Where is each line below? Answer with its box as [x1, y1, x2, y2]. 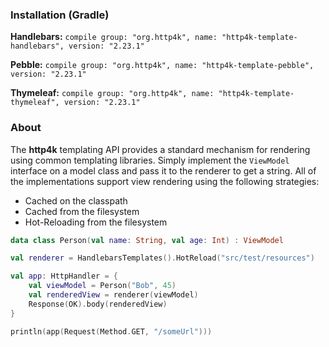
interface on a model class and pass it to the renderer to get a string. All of [10, 164, 317, 177]
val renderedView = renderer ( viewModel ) [28, 290, 199, 300]
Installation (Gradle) [10, 8, 110, 22]
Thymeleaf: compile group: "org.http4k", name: [10, 87, 215, 99]
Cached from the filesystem [24, 205, 140, 217]
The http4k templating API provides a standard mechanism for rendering [10, 143, 311, 155]
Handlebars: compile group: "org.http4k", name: [10, 31, 218, 43]
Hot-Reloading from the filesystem [24, 216, 168, 228]
